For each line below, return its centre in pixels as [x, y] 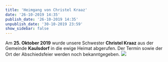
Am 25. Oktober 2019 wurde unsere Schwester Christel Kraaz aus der [79, 43]
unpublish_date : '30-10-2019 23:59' [44, 24]
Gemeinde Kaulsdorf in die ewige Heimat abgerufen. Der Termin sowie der [84, 48]
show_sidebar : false [27, 29]
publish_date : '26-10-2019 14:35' [42, 19]
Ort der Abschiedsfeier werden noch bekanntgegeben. [63, 54]
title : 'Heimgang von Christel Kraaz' [46, 10]
